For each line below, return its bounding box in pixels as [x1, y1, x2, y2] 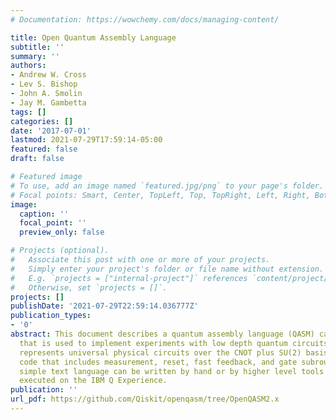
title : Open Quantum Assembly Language [10, 32, 177, 43]
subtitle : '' [10, 42, 65, 52]
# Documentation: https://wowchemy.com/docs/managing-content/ [10, 14, 280, 25]
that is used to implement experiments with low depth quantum [19, 338, 288, 348]
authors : [10, 61, 47, 71]
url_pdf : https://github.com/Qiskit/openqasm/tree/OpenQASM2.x [10, 394, 280, 405]
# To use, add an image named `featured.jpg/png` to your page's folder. [10, 181, 325, 191]
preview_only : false [19, 227, 105, 238]
